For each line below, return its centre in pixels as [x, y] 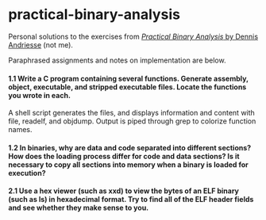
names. [20, 130]
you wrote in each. [40, 95]
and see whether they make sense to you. [79, 208]
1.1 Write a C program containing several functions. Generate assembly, [128, 78]
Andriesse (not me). [41, 44]
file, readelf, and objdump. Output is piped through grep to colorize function [132, 121]
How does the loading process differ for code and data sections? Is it [124, 156]
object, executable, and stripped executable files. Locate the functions [127, 87]
